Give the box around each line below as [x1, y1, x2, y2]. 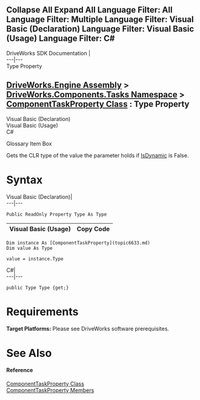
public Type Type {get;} [6, 284, 69, 291]
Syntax [6, 173, 43, 187]
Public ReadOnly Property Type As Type [6, 211, 107, 218]
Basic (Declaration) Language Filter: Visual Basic [6, 24, 195, 34]
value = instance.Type [6, 255, 64, 262]
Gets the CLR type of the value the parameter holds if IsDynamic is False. [6, 151, 189, 159]
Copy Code [76, 224, 110, 233]
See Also [6, 346, 52, 360]
